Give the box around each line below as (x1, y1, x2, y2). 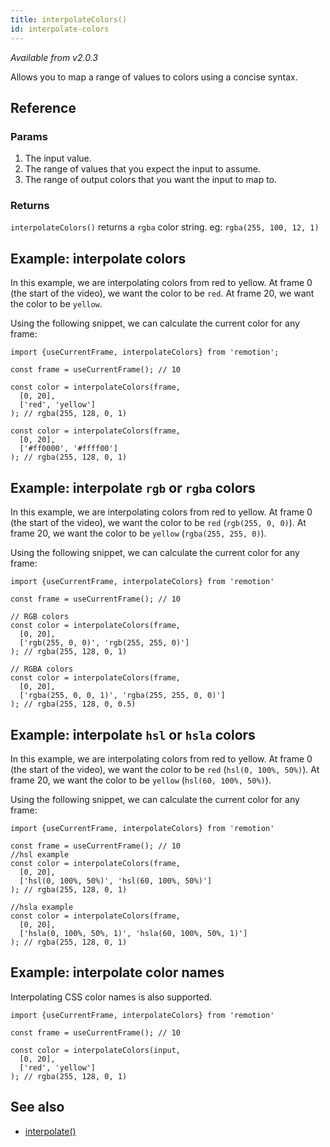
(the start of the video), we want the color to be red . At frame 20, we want (10, 287, 315, 300)
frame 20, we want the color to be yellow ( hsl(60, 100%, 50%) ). (10, 774, 272, 786)
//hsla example (10, 902, 74, 912)
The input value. (24, 152, 92, 165)
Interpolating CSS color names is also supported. (10, 991, 213, 1003)
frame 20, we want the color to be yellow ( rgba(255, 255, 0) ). (10, 527, 267, 540)
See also (10, 1099, 65, 1116)
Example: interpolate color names (10, 964, 225, 981)
